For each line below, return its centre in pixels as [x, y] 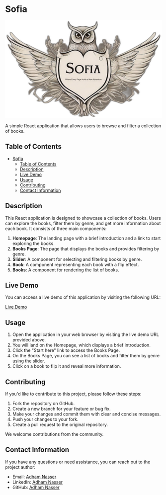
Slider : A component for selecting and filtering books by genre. [77, 259]
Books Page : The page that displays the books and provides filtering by [86, 248]
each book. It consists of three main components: [56, 228]
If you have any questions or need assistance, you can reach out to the [78, 462]
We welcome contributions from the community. [54, 434]
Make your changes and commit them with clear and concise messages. [86, 414]
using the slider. [29, 361]
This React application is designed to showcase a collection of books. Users [83, 218]
